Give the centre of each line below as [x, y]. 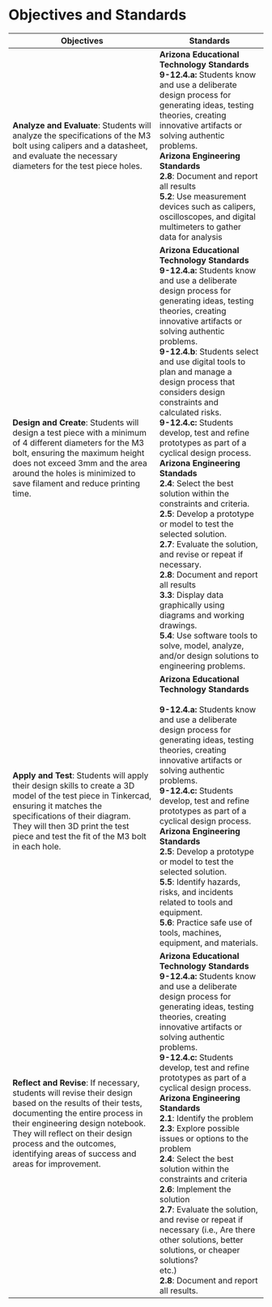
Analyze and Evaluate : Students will [82, 125]
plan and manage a [195, 372]
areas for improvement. [57, 1163]
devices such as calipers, [207, 206]
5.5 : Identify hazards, [200, 882]
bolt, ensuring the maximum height [79, 453]
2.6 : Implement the [195, 1189]
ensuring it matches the [57, 806]
